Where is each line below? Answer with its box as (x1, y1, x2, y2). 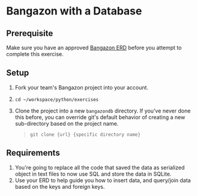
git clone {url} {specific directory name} (29, 131, 141, 138)
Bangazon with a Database (6, 4, 142, 18)
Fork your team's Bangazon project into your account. (14, 84, 149, 91)
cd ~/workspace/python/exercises (14, 96, 99, 103)
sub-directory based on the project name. (14, 120, 119, 127)
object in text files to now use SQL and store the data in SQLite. (14, 170, 172, 177)
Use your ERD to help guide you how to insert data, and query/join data (14, 176, 191, 184)
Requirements (6, 148, 60, 158)
